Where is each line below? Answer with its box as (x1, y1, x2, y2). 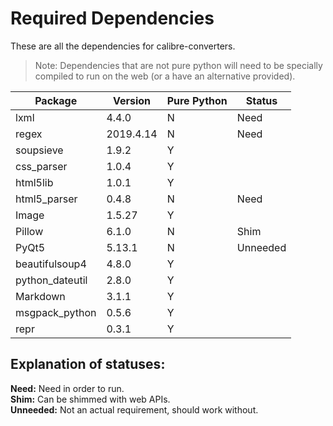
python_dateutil (15, 273, 88, 287)
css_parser (15, 159, 68, 173)
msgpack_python (15, 305, 97, 319)
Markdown (15, 289, 66, 303)
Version (112, 93, 152, 107)
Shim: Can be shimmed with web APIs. (10, 393, 171, 405)
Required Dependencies (10, 7, 215, 30)
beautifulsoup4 (15, 257, 87, 271)
